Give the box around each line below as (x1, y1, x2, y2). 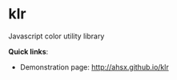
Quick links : (8, 46, 49, 56)
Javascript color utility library (8, 31, 105, 41)
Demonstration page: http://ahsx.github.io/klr (19, 62, 170, 72)
